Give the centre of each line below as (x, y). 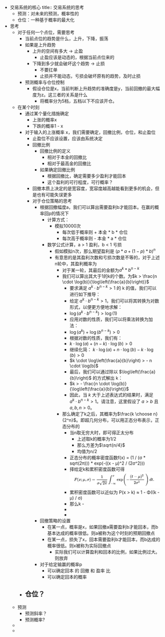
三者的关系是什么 (70, 95)
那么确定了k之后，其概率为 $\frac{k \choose (107, 414)
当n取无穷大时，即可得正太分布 (102, 432)
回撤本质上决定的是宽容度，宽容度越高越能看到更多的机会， (94, 188)
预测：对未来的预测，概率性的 (48, 13)
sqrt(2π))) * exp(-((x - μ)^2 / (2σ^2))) (107, 463)
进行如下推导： (85, 294)
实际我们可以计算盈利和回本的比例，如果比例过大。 (107, 552)
